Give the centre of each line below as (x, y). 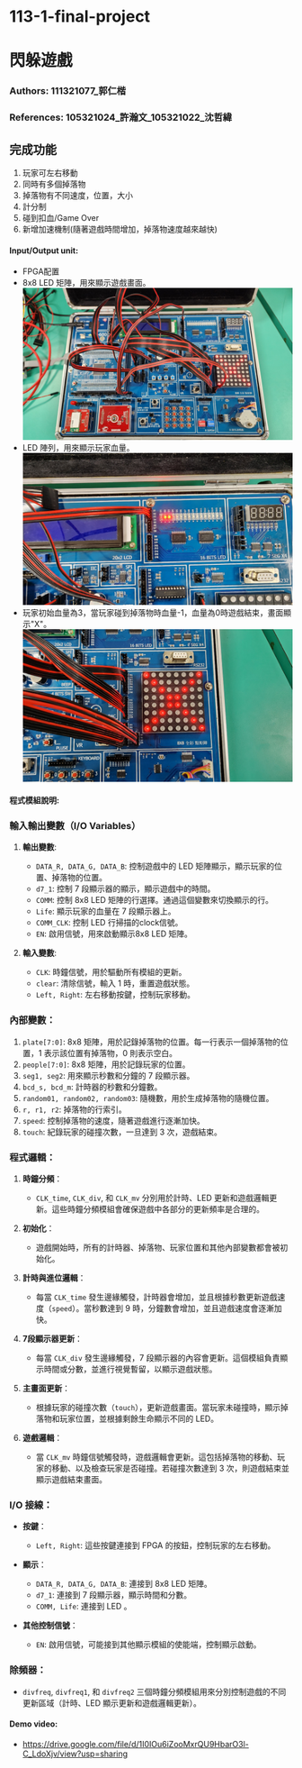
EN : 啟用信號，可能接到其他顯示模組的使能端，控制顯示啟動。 (148, 1645)
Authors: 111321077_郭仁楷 (68, 91)
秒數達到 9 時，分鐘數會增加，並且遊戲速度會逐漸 (182, 1308)
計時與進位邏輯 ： (54, 1278)
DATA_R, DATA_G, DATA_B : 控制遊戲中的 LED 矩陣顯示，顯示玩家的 (155, 866)
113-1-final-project (80, 17)
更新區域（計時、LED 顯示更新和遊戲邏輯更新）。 (112, 1703)
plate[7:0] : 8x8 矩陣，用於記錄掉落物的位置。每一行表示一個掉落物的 (151, 1042)
